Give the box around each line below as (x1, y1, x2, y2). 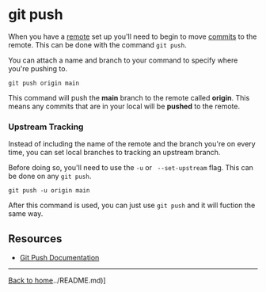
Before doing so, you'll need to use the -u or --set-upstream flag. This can (8, 163, 253, 173)
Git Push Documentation (19, 253, 100, 263)
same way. (8, 209, 44, 218)
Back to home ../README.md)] (8, 275, 106, 286)
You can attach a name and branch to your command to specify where (8, 55, 238, 65)
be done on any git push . (8, 172, 92, 181)
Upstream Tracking (8, 121, 84, 132)
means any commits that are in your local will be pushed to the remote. (8, 101, 240, 111)
